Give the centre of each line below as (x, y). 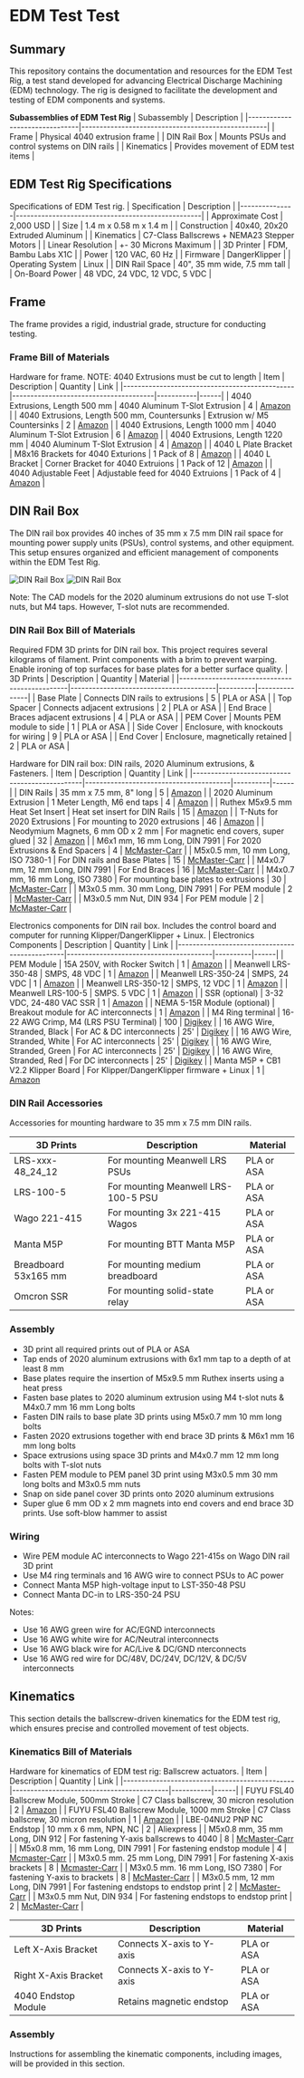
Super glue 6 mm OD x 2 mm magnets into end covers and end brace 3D (158, 1503)
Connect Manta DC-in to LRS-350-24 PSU (101, 1594)
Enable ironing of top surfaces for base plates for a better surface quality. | (149, 669)
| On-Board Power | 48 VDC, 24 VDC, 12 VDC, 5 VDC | (111, 274)
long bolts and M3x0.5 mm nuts (81, 1484)
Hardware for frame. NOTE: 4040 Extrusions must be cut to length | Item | (147, 376)
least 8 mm (43, 1368)
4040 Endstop (44, 1996)
